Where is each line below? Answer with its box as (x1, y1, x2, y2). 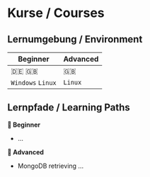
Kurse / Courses (7, 5, 105, 21)
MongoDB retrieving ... (17, 161, 83, 170)
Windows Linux (11, 79, 57, 86)
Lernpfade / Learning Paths (7, 101, 131, 114)
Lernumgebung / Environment (7, 33, 143, 45)
